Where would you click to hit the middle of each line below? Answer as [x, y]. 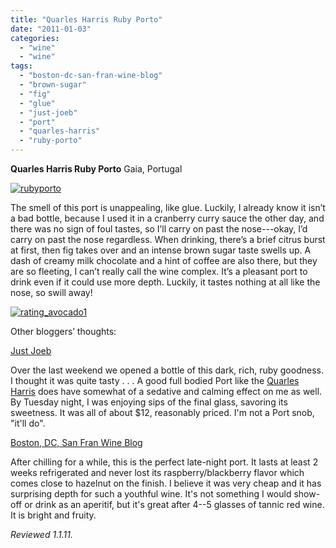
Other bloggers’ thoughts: [63, 331]
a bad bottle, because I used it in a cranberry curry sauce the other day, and [167, 218]
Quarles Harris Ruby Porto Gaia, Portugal [96, 169]
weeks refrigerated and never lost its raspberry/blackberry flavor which [157, 472]
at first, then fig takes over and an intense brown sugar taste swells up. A [161, 250]
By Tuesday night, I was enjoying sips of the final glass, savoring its [149, 402]
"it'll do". [28, 423]
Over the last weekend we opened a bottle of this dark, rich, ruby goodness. [167, 370]
